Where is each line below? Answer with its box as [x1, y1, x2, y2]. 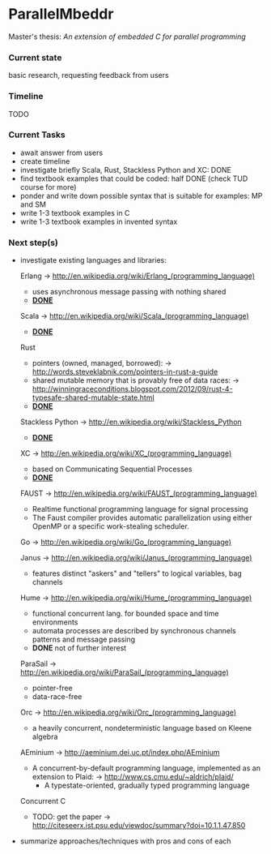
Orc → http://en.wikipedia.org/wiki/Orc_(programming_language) [19, 707, 237, 718]
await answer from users [19, 148, 104, 157]
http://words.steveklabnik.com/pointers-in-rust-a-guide [32, 367, 218, 377]
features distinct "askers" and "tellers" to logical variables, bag [32, 569, 243, 578]
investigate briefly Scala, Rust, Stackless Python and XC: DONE [19, 165, 232, 174]
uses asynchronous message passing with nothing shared [32, 287, 227, 297]
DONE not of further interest [32, 643, 127, 653]
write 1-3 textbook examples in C [19, 208, 130, 217]
